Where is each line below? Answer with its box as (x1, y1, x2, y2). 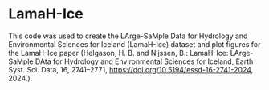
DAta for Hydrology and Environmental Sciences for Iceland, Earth (35, 57, 254, 66)
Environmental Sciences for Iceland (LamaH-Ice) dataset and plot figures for (8, 39, 261, 49)
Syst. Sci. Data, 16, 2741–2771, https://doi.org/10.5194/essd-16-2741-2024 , (8, 65, 254, 74)
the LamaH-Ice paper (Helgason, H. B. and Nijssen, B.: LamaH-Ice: (8, 48, 229, 57)
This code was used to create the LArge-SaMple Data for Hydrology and (8, 31, 248, 41)
